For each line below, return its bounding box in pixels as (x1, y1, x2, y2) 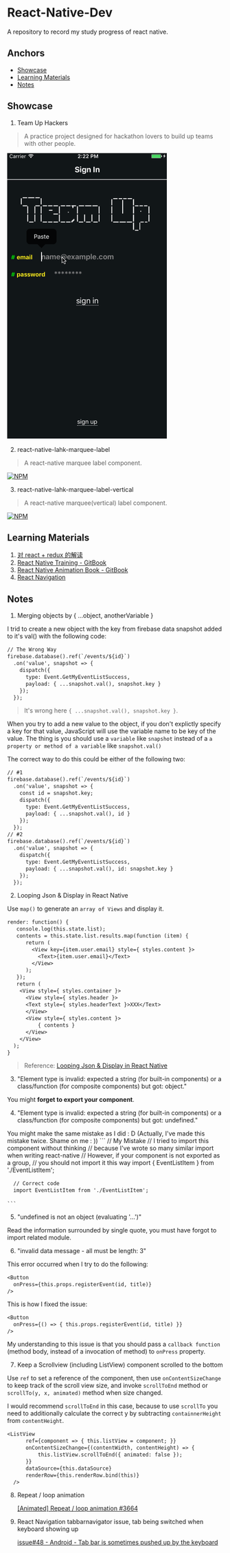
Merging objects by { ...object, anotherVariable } (16, 611, 154, 620)
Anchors (7, 47, 45, 59)
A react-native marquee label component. (23, 459, 142, 467)
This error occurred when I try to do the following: (7, 1260, 149, 1268)
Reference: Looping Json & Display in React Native (23, 1061, 168, 1070)
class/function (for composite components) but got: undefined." (16, 1116, 198, 1125)
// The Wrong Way (7, 647, 57, 653)
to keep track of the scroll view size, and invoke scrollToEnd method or (7, 1381, 208, 1390)
